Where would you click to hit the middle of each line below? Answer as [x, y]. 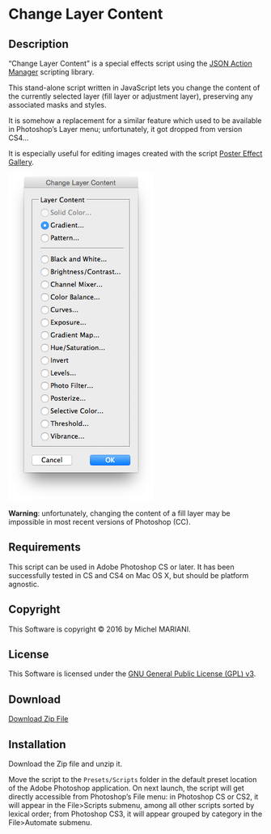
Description [38, 44]
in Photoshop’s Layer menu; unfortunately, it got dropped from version [125, 129]
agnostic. [24, 584]
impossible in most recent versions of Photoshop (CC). [100, 522]
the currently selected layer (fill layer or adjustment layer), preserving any [131, 96]
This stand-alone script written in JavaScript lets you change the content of [134, 87]
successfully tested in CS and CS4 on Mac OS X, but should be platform [129, 575]
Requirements [44, 547]
